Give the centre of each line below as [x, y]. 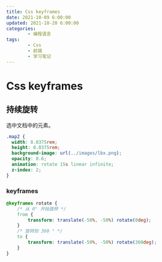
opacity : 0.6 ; [29, 159]
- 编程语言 [40, 34]
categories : [21, 28]
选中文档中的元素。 [30, 125]
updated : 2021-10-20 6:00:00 [43, 23]
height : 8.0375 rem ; [36, 147]
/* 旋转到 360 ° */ [40, 231]
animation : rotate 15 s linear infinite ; [63, 164]
